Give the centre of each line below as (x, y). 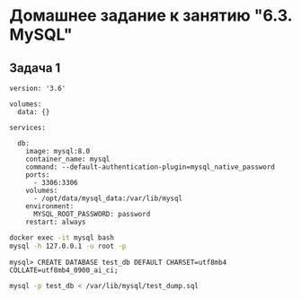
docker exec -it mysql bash (62, 238)
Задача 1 (35, 68)
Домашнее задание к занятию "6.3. (151, 16)
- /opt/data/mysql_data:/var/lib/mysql (107, 198)
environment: (50, 207)
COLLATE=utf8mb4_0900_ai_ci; (64, 270)
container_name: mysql (68, 159)
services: (28, 128)
